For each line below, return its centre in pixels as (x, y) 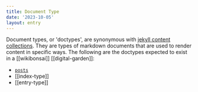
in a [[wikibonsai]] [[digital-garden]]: (50, 58)
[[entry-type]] (31, 83)
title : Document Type (33, 12)
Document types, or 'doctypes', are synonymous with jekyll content (88, 40)
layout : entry (24, 23)
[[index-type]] (32, 76)
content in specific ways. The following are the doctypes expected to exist (97, 52)
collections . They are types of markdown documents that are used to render (99, 46)
